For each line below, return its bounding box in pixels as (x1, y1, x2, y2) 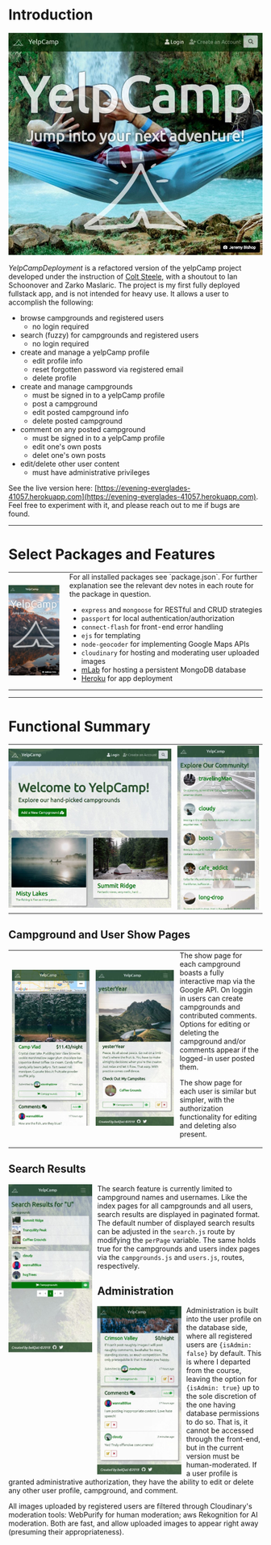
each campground (179, 959, 240, 969)
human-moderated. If (186, 1460, 257, 1470)
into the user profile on (186, 1314, 262, 1324)
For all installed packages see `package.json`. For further (69, 572, 258, 582)
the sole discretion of (186, 1392, 256, 1401)
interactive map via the (179, 976, 256, 986)
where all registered (186, 1331, 252, 1341)
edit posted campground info (31, 408, 129, 418)
